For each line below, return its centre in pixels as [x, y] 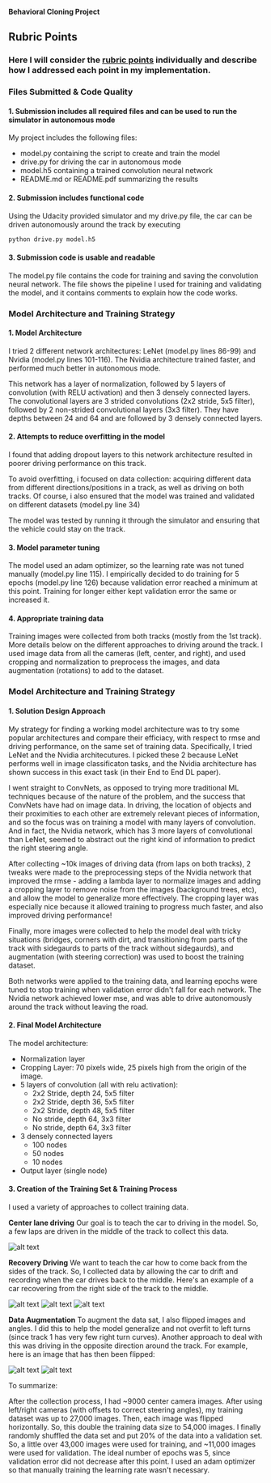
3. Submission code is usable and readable [82, 257]
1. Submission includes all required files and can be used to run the [123, 111]
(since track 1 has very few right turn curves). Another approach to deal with [135, 1337]
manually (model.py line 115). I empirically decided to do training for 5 [124, 574]
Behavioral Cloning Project [54, 12]
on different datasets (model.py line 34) [74, 505]
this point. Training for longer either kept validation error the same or [123, 591]
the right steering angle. [49, 848]
